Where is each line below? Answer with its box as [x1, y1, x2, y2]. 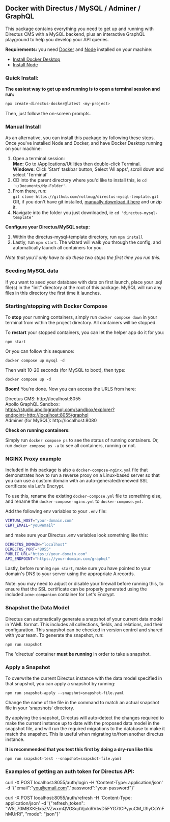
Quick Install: [5, 74, 39, 81]
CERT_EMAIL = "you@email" [5, 523, 56, 528]
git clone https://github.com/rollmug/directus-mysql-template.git [12, 194, 159, 199]
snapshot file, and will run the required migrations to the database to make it [5, 726, 165, 732]
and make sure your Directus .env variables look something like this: [5, 532, 149, 538]
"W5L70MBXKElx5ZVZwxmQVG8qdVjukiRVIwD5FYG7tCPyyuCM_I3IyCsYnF [5, 806, 164, 812]
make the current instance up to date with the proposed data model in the [5, 720, 160, 726]
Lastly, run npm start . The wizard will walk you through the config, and [12, 239, 161, 245]
